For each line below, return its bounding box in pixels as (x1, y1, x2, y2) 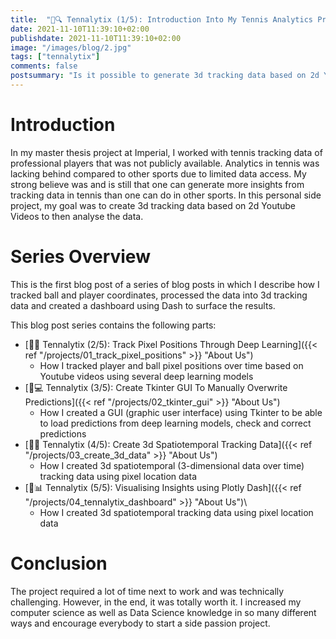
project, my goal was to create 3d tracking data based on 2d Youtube (10, 199, 297, 211)
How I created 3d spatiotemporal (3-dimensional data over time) (39, 459, 305, 471)
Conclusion (10, 552, 108, 575)
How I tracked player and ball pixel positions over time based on (39, 359, 304, 371)
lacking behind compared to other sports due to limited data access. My (10, 167, 307, 180)
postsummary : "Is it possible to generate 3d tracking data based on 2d (10, 71, 320, 81)
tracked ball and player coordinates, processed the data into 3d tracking (10, 289, 308, 301)
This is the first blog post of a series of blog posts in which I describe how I (10, 278, 320, 290)
